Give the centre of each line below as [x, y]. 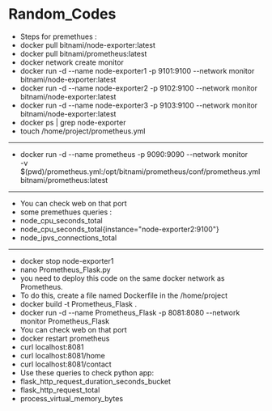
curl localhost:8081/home [62, 355]
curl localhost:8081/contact [66, 364]
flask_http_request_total [60, 390]
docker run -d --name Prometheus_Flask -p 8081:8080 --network [130, 312]
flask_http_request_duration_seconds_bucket [96, 381]
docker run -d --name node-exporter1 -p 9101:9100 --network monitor [137, 70]
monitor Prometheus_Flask [65, 321]
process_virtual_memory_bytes [72, 398]
